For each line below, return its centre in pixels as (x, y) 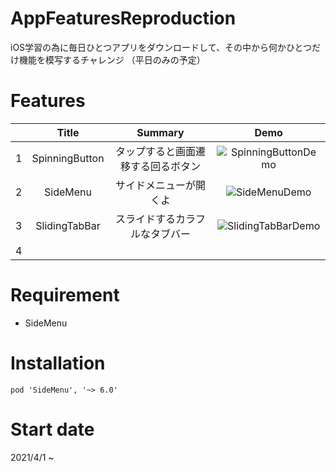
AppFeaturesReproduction (123, 18)
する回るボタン (165, 166)
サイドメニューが (155, 185)
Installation (58, 363)
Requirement (65, 295)
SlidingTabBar (68, 225)
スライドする (145, 219)
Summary (160, 132)
